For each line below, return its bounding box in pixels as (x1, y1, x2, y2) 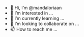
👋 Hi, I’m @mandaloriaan (10, 5, 62, 10)
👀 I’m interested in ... (10, 10, 53, 16)
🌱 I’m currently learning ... (10, 15, 65, 21)
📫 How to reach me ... (10, 26, 58, 32)
